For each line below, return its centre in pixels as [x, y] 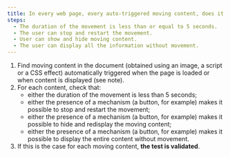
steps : [17, 20]
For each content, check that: [59, 87]
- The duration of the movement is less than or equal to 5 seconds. [115, 26]
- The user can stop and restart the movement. [83, 33]
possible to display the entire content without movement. [108, 139]
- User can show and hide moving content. [75, 39]
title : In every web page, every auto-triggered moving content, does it [116, 13]
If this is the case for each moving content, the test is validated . [108, 146]
